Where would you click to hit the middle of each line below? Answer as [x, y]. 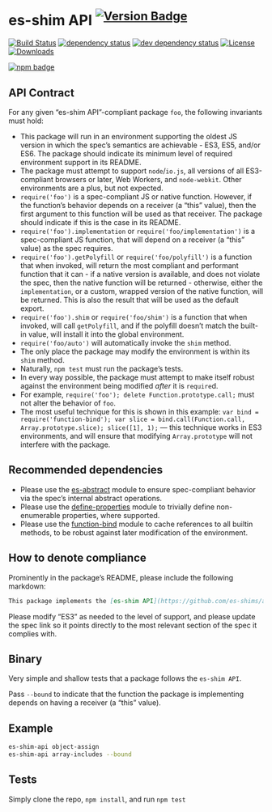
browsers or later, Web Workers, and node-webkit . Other [149, 180]
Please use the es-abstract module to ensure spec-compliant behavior [138, 489]
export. [32, 308]
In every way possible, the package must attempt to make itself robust [137, 377]
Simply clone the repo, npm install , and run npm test [97, 799]
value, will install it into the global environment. [106, 334]
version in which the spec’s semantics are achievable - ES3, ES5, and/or [140, 145]
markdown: [27, 586]
